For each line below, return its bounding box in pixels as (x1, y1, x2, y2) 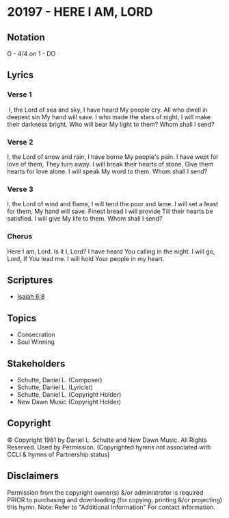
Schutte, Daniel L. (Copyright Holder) (16, 391, 122, 399)
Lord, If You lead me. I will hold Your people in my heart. (7, 254, 165, 262)
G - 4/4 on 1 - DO (7, 49, 56, 58)
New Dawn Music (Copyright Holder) (16, 398, 122, 406)
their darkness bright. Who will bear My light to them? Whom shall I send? (7, 120, 215, 128)
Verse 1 (7, 90, 32, 99)
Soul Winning (16, 338, 55, 346)
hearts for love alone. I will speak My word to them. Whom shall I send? (7, 167, 208, 175)
